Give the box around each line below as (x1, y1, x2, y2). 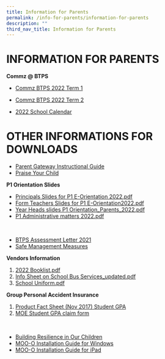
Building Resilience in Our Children (15, 333, 103, 341)
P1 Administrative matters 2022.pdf (15, 212, 105, 220)
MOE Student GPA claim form (15, 309, 90, 317)
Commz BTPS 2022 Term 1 (15, 84, 83, 92)
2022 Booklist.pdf (15, 267, 61, 274)
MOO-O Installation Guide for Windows (15, 340, 114, 347)
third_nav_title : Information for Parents (6, 26, 116, 32)
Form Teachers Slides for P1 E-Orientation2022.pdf (15, 199, 145, 207)
